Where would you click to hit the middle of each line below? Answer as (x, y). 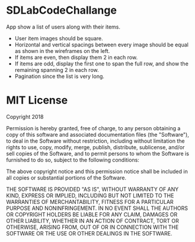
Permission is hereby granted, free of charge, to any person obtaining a (93, 128)
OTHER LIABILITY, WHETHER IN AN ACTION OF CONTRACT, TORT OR (92, 221)
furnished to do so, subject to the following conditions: (73, 160)
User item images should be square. (59, 38)
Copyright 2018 (25, 117)
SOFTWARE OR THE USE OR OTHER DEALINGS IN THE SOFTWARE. (89, 233)
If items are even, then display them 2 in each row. (76, 57)
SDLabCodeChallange (62, 10)
